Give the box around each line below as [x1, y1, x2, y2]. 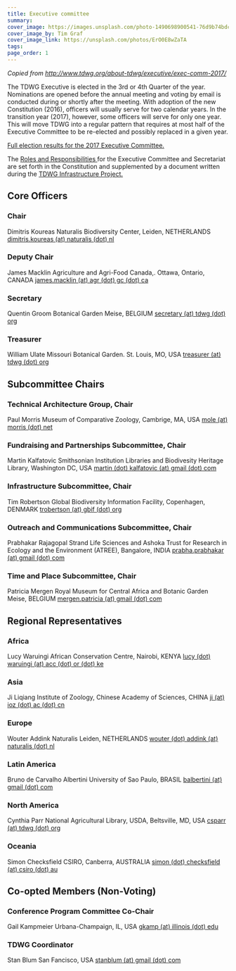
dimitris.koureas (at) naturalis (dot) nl [7, 234, 114, 243]
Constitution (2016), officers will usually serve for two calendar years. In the [7, 105, 227, 113]
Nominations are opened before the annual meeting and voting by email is [7, 89, 221, 99]
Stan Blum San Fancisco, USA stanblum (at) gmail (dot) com [7, 956, 181, 965]
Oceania [7, 841, 37, 851]
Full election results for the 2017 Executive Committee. [7, 141, 165, 149]
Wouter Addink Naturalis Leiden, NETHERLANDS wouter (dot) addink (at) [7, 734, 218, 743]
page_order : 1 [7, 50, 49, 57]
